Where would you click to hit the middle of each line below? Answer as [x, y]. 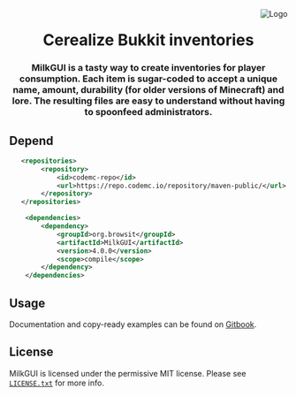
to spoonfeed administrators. [148, 112]
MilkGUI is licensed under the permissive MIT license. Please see [128, 373]
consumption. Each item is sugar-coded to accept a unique [148, 79]
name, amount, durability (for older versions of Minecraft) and [148, 90]
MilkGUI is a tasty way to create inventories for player [148, 68]
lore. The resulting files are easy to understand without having [148, 101]
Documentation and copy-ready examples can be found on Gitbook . [133, 324]
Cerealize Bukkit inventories [148, 40]
